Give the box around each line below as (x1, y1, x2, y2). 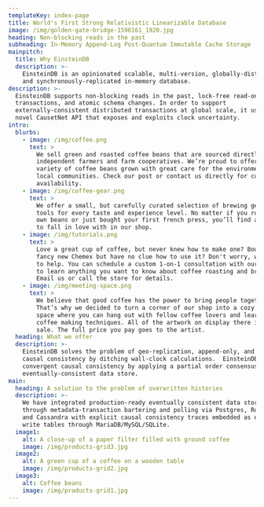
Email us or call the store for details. (36, 274, 174, 283)
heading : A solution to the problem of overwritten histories (15, 384, 223, 392)
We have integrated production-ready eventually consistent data (22, 399, 241, 407)
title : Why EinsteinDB (15, 56, 90, 64)
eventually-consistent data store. (22, 369, 139, 377)
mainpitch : (8, 48, 44, 56)
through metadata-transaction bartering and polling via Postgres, (22, 406, 247, 414)
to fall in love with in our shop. (36, 223, 153, 232)
